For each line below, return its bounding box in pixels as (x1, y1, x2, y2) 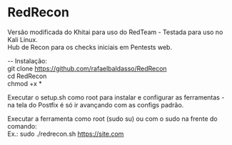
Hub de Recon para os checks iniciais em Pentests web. (7, 43, 173, 51)
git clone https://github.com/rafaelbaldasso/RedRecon (7, 64, 167, 72)
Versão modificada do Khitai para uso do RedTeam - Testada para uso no (7, 28, 223, 36)
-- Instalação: (7, 56, 48, 65)
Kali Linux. (7, 35, 38, 43)
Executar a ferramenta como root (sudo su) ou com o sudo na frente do (7, 114, 218, 123)
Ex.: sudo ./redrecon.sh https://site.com (7, 129, 124, 138)
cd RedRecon (7, 72, 47, 80)
